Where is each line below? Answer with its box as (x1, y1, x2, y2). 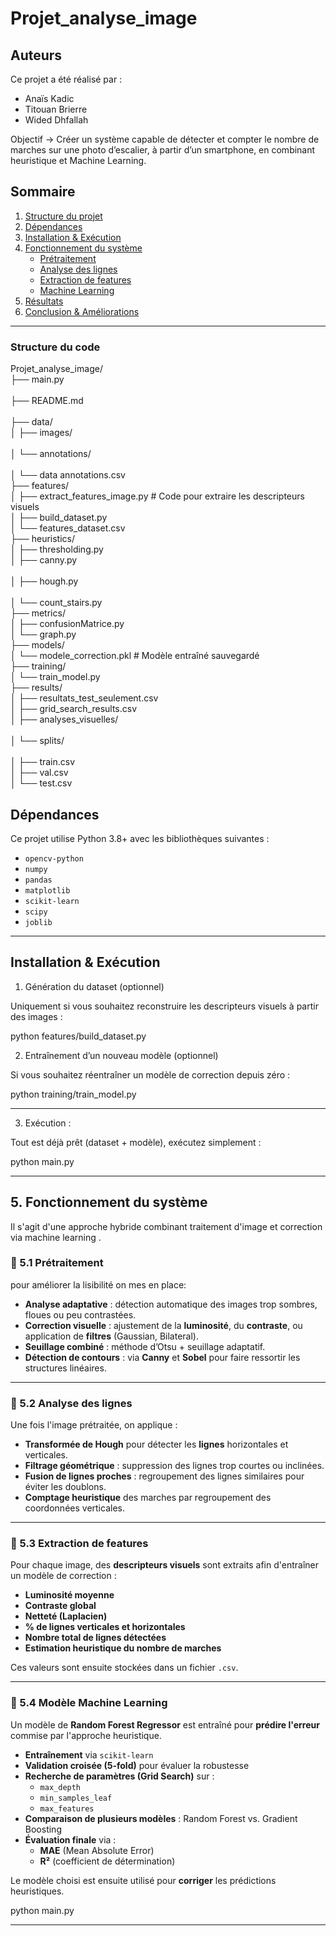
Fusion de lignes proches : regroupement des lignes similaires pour (24, 1470, 305, 1482)
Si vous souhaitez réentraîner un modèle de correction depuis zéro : (10, 1068, 291, 1081)
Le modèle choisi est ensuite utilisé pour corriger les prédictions (10, 1874, 277, 1886)
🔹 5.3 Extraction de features (10, 1537, 149, 1551)
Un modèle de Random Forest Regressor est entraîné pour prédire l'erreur (10, 1718, 320, 1731)
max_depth (39, 1782, 82, 1792)
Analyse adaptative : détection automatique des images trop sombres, (24, 1298, 318, 1310)
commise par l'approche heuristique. (10, 1729, 162, 1741)
